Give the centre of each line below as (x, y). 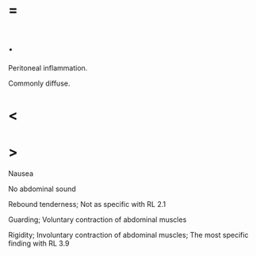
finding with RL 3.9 (39, 243)
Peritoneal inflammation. (48, 68)
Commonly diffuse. (39, 83)
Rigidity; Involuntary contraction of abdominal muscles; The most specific (128, 235)
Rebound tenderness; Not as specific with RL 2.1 (87, 204)
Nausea (21, 174)
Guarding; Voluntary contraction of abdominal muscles (97, 220)
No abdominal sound (42, 189)
